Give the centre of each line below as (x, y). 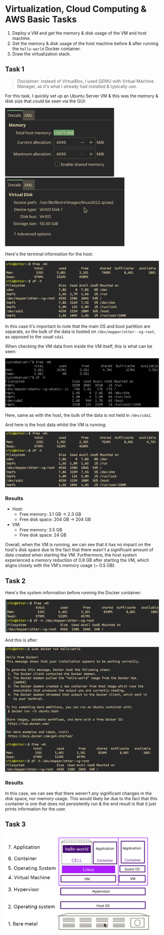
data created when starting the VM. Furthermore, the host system (71, 555)
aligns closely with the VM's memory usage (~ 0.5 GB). (61, 565)
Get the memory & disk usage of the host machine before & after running (85, 43)
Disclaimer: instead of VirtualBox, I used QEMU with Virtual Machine (85, 81)
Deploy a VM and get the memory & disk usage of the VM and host (79, 33)
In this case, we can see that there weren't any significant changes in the (79, 793)
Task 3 (15, 824)
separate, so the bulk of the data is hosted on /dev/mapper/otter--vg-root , (80, 331)
